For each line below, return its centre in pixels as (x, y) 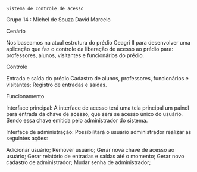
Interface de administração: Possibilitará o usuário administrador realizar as (99, 132)
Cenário (16, 31)
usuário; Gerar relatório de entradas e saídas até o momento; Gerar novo (95, 156)
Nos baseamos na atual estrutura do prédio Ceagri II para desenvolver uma (98, 43)
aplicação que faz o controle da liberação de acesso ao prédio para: (90, 49)
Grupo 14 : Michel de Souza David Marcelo (59, 20)
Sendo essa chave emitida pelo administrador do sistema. (77, 120)
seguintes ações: (27, 138)
